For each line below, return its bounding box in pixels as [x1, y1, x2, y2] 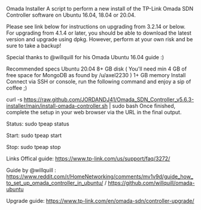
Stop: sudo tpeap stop [6, 144, 61, 150]
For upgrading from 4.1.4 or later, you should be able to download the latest [6, 29, 191, 36]
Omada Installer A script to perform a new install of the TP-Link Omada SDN [6, 5, 193, 12]
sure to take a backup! [6, 42, 62, 49]
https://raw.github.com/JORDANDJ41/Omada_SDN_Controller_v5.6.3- [23, 96, 194, 103]
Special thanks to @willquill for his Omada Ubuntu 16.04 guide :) [6, 54, 165, 60]
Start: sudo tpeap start [6, 132, 62, 139]
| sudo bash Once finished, [109, 102, 176, 109]
